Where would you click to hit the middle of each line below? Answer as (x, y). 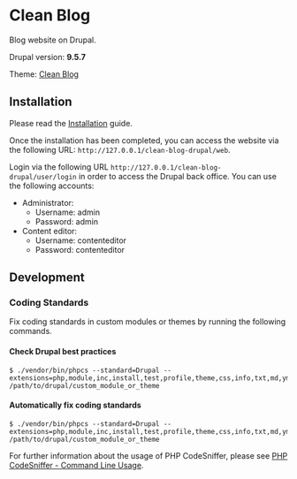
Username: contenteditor (80, 240)
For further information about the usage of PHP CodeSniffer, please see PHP (148, 455)
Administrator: (48, 202)
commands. (31, 331)
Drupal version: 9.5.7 (48, 57)
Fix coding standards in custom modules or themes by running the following (148, 322)
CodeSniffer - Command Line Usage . (76, 465)
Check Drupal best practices (63, 352)
